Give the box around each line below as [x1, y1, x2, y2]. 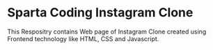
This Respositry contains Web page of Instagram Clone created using [7, 27, 207, 36]
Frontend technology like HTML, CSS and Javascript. [7, 34, 159, 42]
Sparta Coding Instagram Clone [7, 5, 194, 21]
